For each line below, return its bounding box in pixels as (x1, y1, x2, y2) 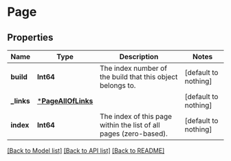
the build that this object (99, 72, 178, 81)
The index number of (99, 63, 167, 73)
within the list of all (99, 120, 160, 129)
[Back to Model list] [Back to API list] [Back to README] (7, 147, 165, 155)
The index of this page (99, 111, 173, 121)
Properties (7, 32, 54, 43)
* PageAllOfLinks (36, 96, 93, 105)
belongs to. (99, 80, 136, 90)
